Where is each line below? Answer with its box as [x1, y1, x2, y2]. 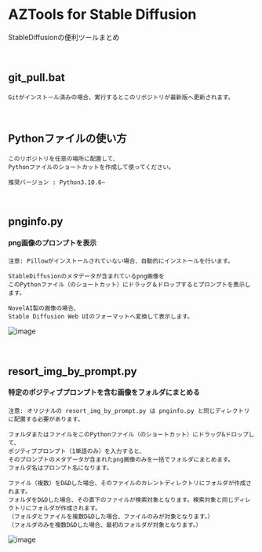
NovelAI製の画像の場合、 [8, 304, 80, 312]
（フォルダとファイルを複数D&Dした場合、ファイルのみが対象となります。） [8, 513, 214, 521]
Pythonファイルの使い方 [8, 132, 127, 145]
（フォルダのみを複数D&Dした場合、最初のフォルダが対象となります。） [8, 521, 202, 528]
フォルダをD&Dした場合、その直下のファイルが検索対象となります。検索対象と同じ [8, 495, 234, 504]
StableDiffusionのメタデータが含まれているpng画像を [8, 273, 165, 281]
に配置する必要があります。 [8, 415, 84, 423]
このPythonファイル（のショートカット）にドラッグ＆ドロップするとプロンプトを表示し [8, 281, 251, 289]
